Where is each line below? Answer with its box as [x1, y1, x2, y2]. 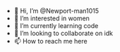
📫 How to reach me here [13, 37, 88, 45]
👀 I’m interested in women [13, 14, 90, 22]
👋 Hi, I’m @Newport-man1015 [13, 7, 100, 15]
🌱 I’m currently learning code [13, 22, 99, 30]
